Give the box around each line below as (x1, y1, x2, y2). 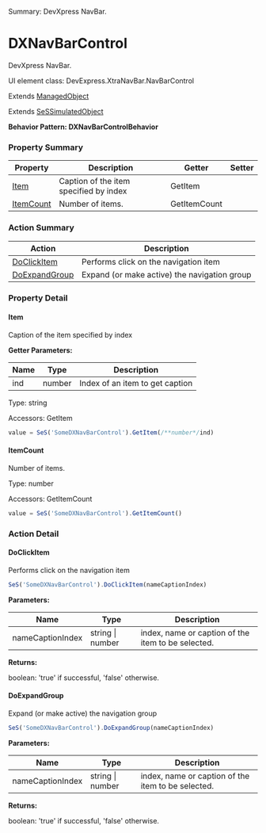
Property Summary (8, 142, 84, 153)
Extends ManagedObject (8, 91, 89, 101)
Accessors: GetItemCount (8, 494, 93, 503)
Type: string (8, 398, 47, 407)
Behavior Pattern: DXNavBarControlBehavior (8, 122, 158, 132)
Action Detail (8, 528, 59, 539)
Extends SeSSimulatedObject (8, 106, 104, 116)
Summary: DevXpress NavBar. (8, 7, 107, 16)
